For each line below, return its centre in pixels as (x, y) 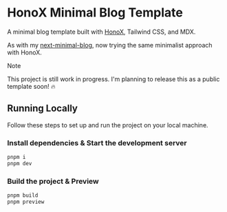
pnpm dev (20, 163)
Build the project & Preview (53, 181)
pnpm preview (26, 202)
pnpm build (23, 195)
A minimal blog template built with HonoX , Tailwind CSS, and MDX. (101, 32)
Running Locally (42, 108)
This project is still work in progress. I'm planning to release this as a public (113, 79)
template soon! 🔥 (31, 86)
